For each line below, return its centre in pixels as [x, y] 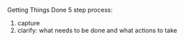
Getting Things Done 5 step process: [60, 10]
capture [29, 23]
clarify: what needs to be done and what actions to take [97, 30]
